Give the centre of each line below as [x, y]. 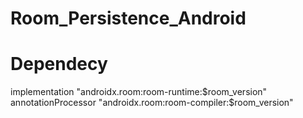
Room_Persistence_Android [128, 18]
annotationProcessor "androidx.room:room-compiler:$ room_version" [152, 103]
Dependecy [59, 64]
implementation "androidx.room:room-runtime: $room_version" [139, 92]
